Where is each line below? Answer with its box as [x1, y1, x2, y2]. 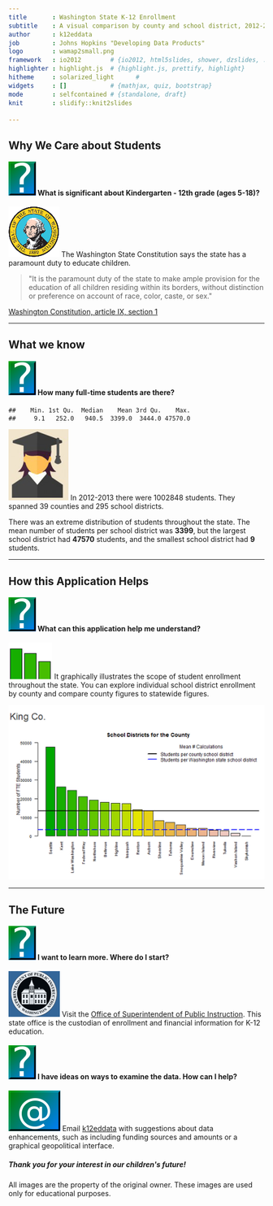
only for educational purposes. [8, 1188, 111, 1198]
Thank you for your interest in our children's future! [8, 1159, 187, 1169]
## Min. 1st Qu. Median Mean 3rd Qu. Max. [8, 406, 191, 414]
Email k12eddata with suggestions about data [62, 1124, 214, 1134]
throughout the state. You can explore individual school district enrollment [8, 680, 256, 690]
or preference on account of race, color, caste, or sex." [28, 291, 213, 301]
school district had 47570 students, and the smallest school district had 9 [8, 535, 255, 544]
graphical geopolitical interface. [8, 1141, 115, 1151]
